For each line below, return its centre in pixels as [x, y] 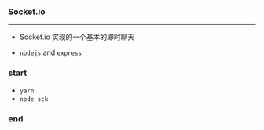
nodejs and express [51, 52]
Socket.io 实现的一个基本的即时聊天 [77, 37]
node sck [34, 99]
